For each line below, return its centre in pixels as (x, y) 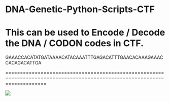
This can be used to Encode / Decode (85, 33)
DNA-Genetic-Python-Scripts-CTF (80, 9)
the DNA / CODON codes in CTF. (74, 43)
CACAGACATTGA (23, 63)
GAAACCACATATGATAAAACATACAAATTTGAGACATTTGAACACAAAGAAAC (84, 57)
